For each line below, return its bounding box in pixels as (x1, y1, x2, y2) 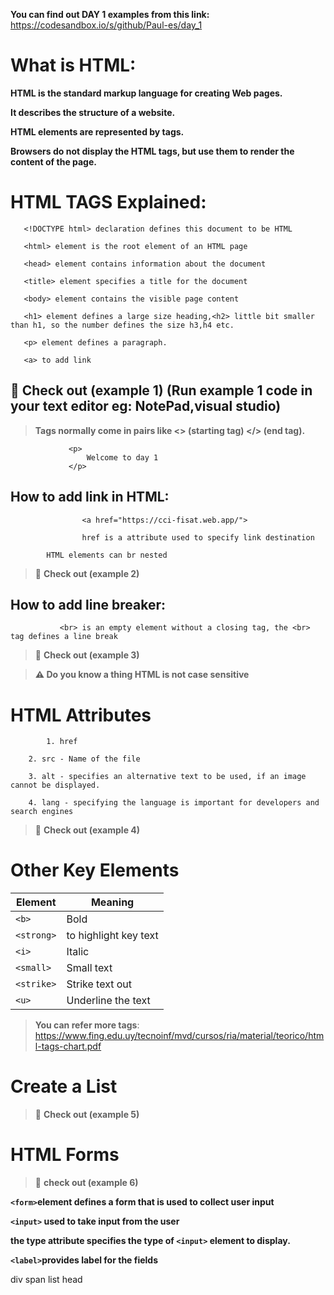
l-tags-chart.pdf (34, 1040, 102, 1053)
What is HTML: (10, 54, 137, 77)
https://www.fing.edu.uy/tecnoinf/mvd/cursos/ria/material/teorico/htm (34, 1030, 325, 1042)
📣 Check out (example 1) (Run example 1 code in (10, 382, 313, 399)
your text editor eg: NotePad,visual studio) (10, 398, 282, 415)
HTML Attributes (10, 704, 152, 726)
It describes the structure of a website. (10, 106, 176, 118)
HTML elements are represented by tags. (10, 125, 185, 138)
